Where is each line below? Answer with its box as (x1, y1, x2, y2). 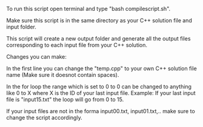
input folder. (6, 24, 36, 30)
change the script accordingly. (6, 114, 83, 121)
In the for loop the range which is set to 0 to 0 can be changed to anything (6, 83, 192, 90)
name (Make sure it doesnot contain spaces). (6, 71, 119, 78)
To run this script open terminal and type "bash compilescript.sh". (6, 5, 171, 12)
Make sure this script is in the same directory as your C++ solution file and (6, 17, 192, 24)
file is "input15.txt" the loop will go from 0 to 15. (6, 96, 124, 103)
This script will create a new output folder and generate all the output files (6, 35, 191, 42)
